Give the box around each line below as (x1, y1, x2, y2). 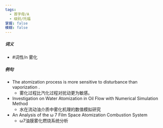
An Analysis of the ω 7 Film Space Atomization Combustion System (12, 112, 148, 118)
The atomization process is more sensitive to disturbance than (12, 79, 138, 85)
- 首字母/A (9, 12, 29, 17)
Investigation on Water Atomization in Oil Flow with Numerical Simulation (12, 96, 159, 102)
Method (12, 101, 28, 107)
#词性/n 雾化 (12, 54, 38, 60)
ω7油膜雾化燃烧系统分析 (19, 118, 68, 124)
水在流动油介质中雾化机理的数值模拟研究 (19, 107, 101, 112)
